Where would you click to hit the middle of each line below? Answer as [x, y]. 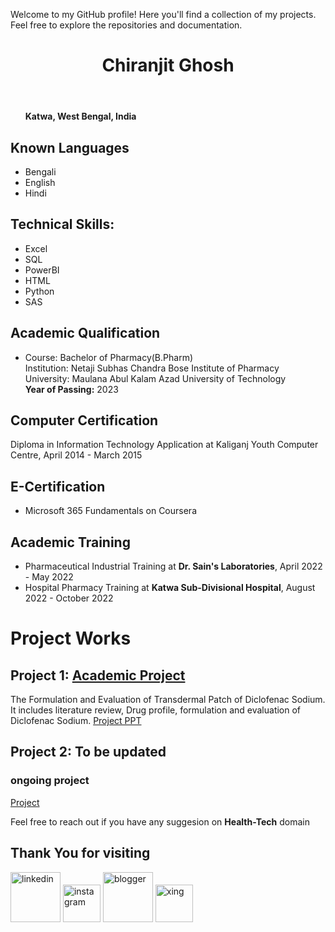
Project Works [71, 638]
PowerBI [42, 270]
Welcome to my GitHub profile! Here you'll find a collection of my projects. [163, 14]
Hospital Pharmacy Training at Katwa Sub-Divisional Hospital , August [170, 588]
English [40, 182]
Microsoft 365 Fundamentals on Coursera [110, 511]
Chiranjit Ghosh [168, 65]
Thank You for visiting [80, 853]
